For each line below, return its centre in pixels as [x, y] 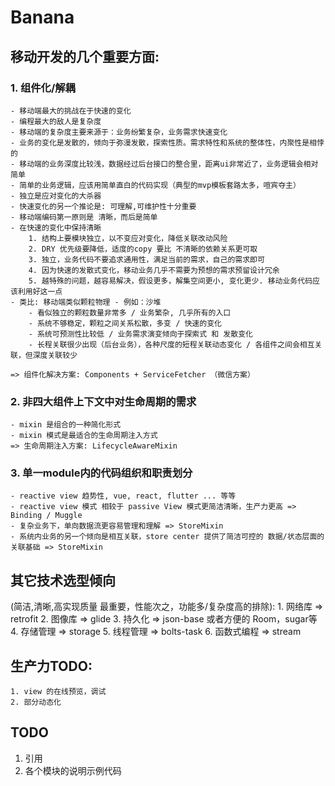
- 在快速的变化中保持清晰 [56, 227]
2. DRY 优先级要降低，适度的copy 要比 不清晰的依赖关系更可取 [143, 249]
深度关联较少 [55, 355]
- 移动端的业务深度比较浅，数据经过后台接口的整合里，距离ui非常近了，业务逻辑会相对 [164, 164]
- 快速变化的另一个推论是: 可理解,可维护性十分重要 [103, 206]
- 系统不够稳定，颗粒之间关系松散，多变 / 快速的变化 [125, 323]
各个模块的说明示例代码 [73, 770]
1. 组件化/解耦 [43, 88]
